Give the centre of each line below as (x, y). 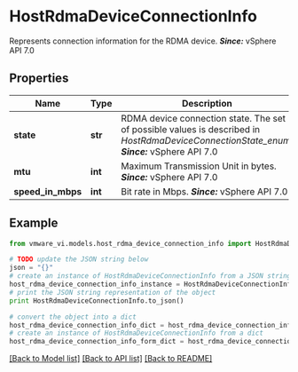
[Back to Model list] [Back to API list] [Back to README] (111, 359)
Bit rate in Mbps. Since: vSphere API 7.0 (204, 191)
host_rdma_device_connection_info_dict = (87, 325)
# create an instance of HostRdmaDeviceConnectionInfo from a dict (137, 333)
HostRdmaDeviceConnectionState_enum (206, 140)
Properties (39, 79)
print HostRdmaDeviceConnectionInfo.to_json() (97, 301)
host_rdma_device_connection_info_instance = (94, 285)
